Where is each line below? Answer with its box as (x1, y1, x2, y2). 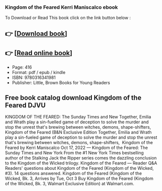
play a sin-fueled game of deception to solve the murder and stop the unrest (5, 134, 158, 140)
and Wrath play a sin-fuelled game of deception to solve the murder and (5, 119, 149, 125)
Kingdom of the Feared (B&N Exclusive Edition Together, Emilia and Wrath (5, 130, 152, 135)
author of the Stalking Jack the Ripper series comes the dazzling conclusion (5, 155, 157, 161)
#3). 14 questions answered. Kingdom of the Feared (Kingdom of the (5, 171, 142, 176)
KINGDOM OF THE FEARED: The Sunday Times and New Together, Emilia (5, 114, 151, 120)
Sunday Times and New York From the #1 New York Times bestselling (5, 150, 144, 156)
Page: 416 (12, 64, 32, 70)
